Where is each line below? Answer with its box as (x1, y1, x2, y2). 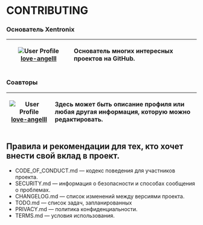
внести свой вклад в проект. (6, 151, 120, 161)
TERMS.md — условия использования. (14, 212, 115, 219)
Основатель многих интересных (73, 47, 173, 55)
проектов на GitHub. (73, 54, 135, 63)
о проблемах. (14, 186, 51, 194)
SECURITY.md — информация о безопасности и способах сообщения (14, 180, 195, 187)
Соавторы (6, 78, 38, 86)
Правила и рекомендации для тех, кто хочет (6, 142, 184, 152)
